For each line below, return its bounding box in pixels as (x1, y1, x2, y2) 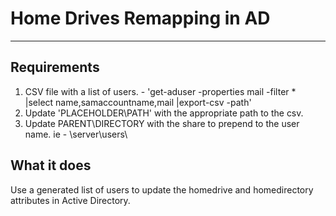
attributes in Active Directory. (10, 194, 131, 206)
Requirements (10, 59, 100, 76)
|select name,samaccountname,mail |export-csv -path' (24, 96, 252, 108)
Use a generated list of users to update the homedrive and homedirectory (10, 183, 314, 196)
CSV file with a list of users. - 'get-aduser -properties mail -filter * (24, 85, 297, 97)
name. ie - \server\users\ (24, 128, 128, 140)
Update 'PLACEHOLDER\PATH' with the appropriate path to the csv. (24, 107, 304, 119)
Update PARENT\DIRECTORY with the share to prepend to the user (24, 117, 300, 129)
